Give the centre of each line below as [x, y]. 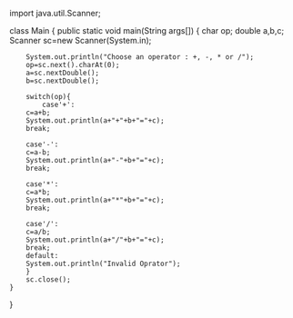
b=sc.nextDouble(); [63, 81]
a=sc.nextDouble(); [63, 73]
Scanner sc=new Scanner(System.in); [81, 40]
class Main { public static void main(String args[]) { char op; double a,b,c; [147, 30]
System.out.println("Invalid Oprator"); [103, 263]
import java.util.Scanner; [56, 13]
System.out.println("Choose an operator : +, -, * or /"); [140, 57]
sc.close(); [48, 280]
